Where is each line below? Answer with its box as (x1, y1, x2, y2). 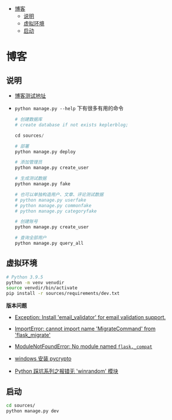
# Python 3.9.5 (6, 274, 44, 280)
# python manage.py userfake (14, 197, 87, 203)
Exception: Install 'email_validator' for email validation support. (14, 314, 166, 321)
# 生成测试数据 (14, 176, 47, 182)
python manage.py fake (14, 181, 71, 187)
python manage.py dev (6, 408, 59, 414)
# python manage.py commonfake (14, 202, 92, 208)
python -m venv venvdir (6, 280, 65, 286)
